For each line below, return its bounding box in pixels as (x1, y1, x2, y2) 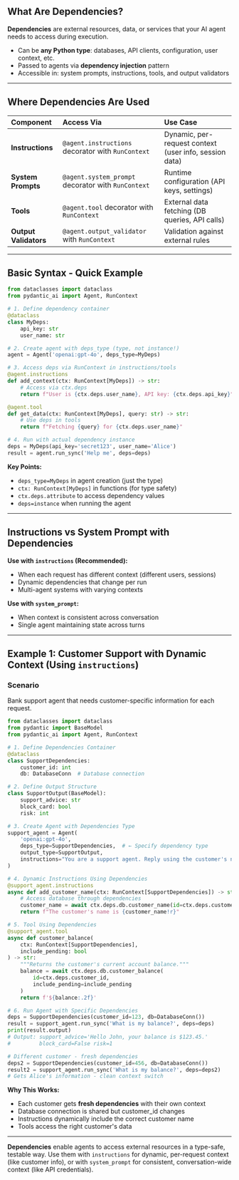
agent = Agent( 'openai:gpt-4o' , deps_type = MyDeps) (7, 351, 161, 358)
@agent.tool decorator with (63, 202, 154, 212)
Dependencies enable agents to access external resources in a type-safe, (7, 1143, 225, 1151)
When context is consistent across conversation (17, 613, 159, 621)
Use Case (164, 117, 198, 127)
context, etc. (17, 53, 55, 62)
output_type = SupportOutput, (20, 849, 103, 856)
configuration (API (164, 176, 225, 186)
